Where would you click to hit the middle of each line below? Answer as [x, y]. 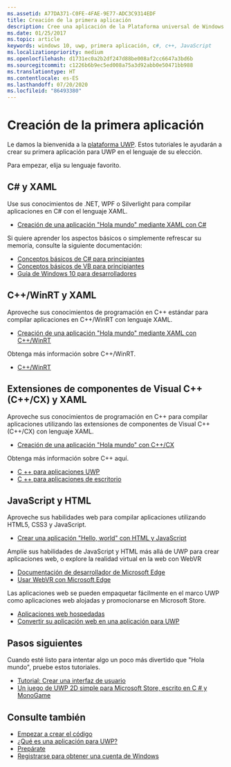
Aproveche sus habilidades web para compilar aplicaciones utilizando [107, 517]
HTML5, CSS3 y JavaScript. [47, 525]
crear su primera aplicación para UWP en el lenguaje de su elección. [105, 152]
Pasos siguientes [45, 643]
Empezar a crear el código [55, 734]
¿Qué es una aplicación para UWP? [67, 741]
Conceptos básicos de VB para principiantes [81, 266]
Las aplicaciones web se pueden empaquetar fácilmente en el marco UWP [113, 593]
